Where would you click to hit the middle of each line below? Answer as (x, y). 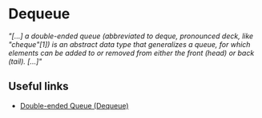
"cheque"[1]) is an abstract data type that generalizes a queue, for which (129, 44)
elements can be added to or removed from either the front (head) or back (131, 53)
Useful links (39, 87)
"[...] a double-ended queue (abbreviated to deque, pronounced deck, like (131, 36)
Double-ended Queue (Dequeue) (75, 105)
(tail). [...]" (25, 61)
